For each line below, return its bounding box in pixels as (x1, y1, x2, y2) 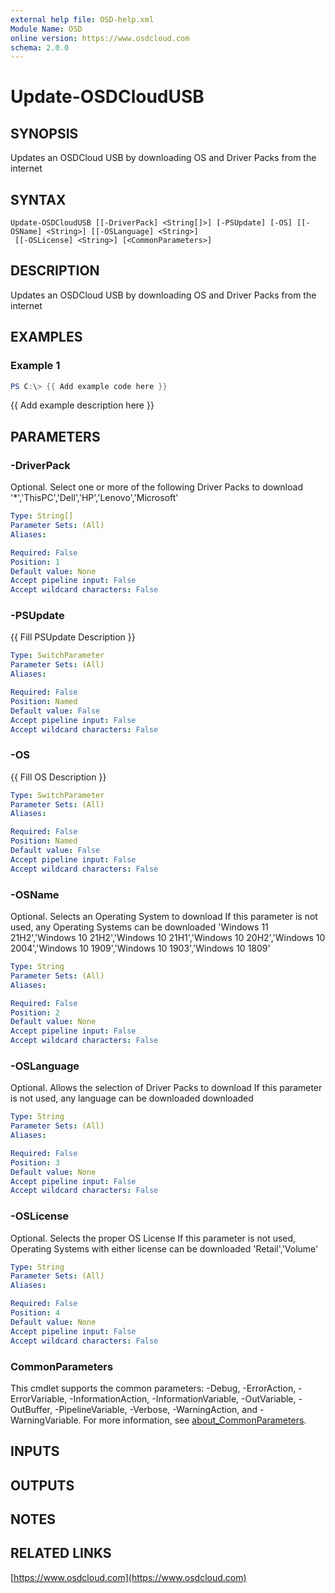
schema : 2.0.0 (10, 42, 70, 53)
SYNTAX (10, 191, 67, 208)
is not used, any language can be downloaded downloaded (10, 1092, 254, 1105)
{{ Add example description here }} (10, 399, 155, 411)
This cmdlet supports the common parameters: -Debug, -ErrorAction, (10, 1382, 297, 1394)
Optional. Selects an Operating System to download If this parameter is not (10, 911, 318, 923)
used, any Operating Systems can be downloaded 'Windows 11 (10, 921, 269, 933)
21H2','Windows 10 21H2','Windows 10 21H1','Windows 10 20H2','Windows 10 (10, 932, 326, 944)
